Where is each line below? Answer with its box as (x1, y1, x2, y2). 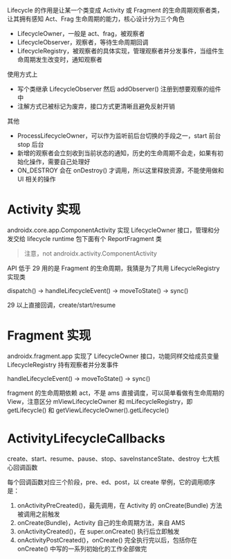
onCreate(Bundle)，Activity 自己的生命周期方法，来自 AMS (17, 518, 185, 526)
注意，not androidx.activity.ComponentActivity (24, 249, 158, 258)
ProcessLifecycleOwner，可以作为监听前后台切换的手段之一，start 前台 (17, 132, 221, 140)
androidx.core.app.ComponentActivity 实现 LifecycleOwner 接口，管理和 (7, 226, 214, 234)
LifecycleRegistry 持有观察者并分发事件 (7, 360, 119, 369)
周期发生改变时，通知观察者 (23, 55, 102, 64)
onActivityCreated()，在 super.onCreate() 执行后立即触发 (17, 527, 180, 535)
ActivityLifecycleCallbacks (7, 431, 166, 447)
